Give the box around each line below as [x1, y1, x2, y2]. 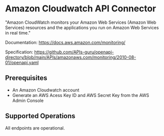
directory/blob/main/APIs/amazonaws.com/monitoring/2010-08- [5, 54, 136, 60]
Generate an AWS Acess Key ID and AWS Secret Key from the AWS [12, 92, 150, 98]
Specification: [5, 49, 34, 55]
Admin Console [12, 97, 44, 103]
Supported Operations [5, 112, 76, 120]
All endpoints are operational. [5, 125, 65, 131]
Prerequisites [5, 74, 47, 82]
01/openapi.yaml [5, 59, 39, 65]
